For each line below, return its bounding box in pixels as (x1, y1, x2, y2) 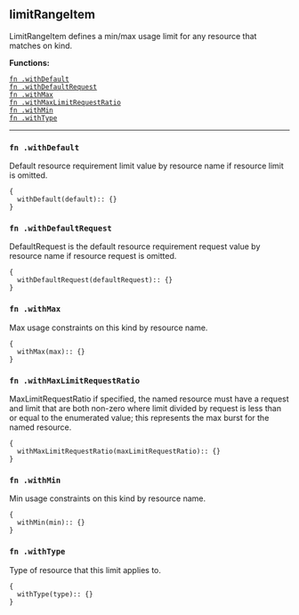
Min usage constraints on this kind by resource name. (9, 493, 206, 504)
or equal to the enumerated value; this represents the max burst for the (9, 413, 270, 423)
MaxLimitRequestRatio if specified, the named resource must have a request (9, 393, 289, 404)
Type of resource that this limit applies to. (9, 564, 162, 575)
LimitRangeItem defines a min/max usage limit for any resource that (9, 30, 257, 41)
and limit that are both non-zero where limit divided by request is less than (9, 403, 282, 413)
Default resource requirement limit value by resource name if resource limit (9, 160, 285, 172)
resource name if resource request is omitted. (9, 251, 177, 262)
